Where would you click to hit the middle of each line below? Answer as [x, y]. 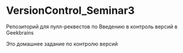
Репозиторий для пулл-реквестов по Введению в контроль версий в [92, 26]
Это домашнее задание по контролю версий [62, 44]
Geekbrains [20, 32]
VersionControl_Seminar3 [70, 11]
